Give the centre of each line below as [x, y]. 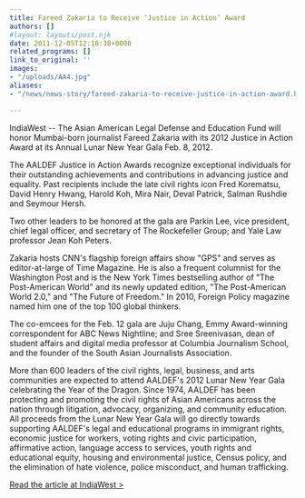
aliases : [26, 85]
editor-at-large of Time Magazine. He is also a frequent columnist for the [145, 267]
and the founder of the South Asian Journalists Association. [121, 353]
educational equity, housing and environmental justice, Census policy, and [148, 457]
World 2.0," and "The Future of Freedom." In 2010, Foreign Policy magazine [150, 296]
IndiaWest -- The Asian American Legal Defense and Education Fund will [145, 127]
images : [24, 69]
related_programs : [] [50, 52]
